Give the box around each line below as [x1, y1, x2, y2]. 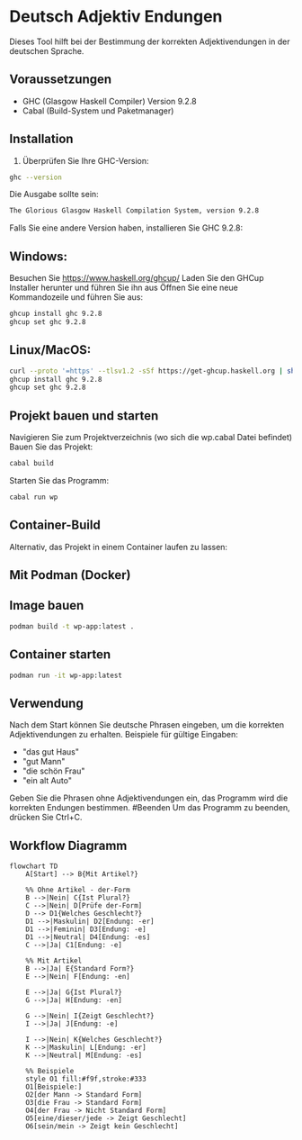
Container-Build [9, 518, 101, 533]
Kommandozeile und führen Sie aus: [9, 292, 144, 303]
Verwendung [9, 695, 84, 710]
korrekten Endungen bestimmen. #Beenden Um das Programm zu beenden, [9, 802, 290, 813]
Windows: [9, 249, 68, 264]
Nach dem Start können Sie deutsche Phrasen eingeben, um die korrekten [9, 719, 285, 730]
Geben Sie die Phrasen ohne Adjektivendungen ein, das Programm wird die [9, 792, 289, 803]
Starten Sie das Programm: [9, 475, 110, 485]
